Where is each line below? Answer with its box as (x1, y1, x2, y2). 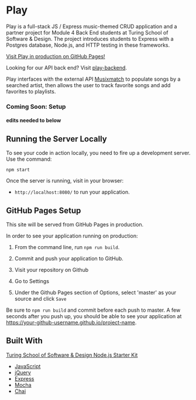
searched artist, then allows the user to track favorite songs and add (6, 81, 171, 88)
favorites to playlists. (6, 88, 56, 95)
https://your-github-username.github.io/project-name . (6, 319, 137, 326)
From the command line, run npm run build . (14, 244, 120, 251)
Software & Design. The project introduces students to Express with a (6, 35, 174, 42)
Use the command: (6, 156, 52, 163)
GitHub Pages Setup (6, 205, 81, 215)
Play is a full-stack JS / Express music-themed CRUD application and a (6, 23, 177, 30)
